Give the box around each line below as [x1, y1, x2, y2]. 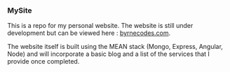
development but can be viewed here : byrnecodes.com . [7, 29, 170, 37]
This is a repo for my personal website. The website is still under [7, 22, 194, 30]
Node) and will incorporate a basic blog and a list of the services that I [7, 50, 210, 58]
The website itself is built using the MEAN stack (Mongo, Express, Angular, [7, 43, 223, 51]
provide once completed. [7, 57, 80, 66]
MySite [7, 6, 32, 15]
